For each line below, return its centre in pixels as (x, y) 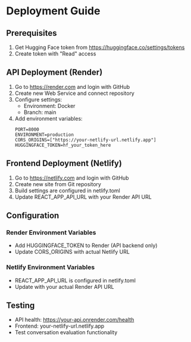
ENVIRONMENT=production (44, 135)
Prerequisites (32, 33)
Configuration (33, 216)
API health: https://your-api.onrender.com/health (74, 320)
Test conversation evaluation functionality (66, 332)
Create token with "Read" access (55, 54)
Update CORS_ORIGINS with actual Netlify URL (72, 252)
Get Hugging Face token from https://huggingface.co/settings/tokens (100, 47)
